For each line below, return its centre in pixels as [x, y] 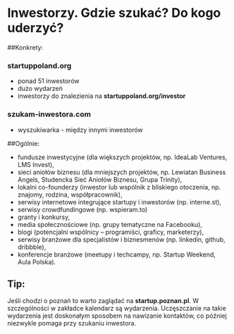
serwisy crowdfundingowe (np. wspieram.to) [82, 209]
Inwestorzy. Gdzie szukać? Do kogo [114, 13]
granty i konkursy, [44, 217]
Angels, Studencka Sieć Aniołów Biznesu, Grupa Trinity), [100, 179]
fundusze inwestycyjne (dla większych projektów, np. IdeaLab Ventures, [122, 157]
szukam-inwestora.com [49, 114]
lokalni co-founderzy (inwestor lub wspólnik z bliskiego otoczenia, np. [119, 187]
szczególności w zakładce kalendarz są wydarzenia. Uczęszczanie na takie [117, 309]
